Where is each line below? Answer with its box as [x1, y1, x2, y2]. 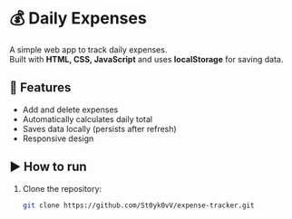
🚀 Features [9, 80, 72, 96]
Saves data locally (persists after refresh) [22, 123, 177, 134]
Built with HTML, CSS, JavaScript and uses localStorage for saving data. [9, 53, 284, 64]
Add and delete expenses [22, 104, 119, 115]
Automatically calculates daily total [22, 113, 152, 124]
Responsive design [22, 133, 94, 144]
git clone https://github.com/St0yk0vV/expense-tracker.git [22, 201, 255, 210]
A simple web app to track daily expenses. [9, 43, 168, 55]
